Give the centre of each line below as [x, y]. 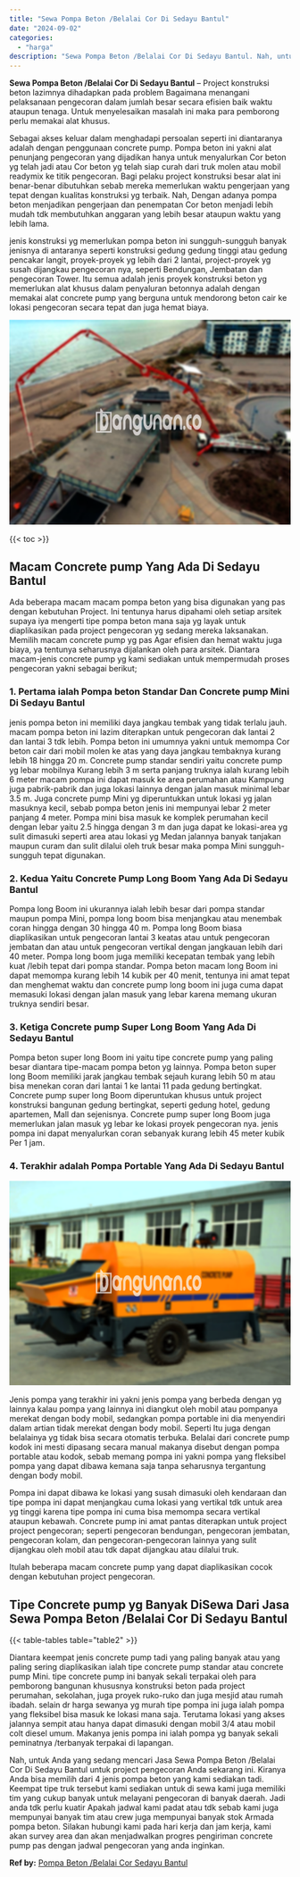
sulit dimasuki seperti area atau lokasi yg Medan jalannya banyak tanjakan [145, 836]
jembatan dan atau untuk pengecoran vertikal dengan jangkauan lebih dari [146, 947]
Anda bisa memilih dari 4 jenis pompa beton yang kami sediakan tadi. [137, 1779]
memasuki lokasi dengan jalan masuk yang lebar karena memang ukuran [143, 995]
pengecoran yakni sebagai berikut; [73, 669]
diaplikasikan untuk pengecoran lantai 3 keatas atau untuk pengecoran [140, 938]
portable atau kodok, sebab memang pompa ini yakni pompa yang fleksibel [148, 1456]
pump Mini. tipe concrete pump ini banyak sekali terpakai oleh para [133, 1676]
